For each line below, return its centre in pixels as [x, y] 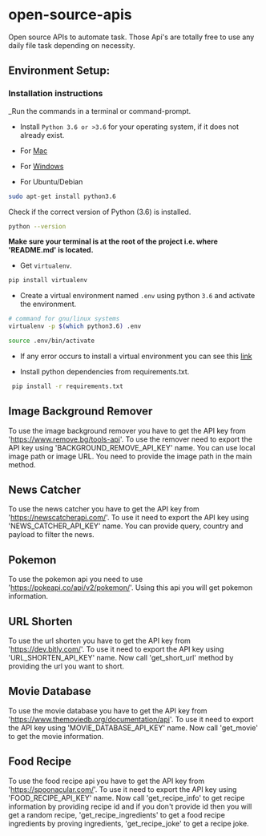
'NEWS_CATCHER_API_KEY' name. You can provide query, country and [126, 526]
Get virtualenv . [46, 265]
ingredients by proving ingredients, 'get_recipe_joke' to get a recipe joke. [129, 823]
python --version [37, 226]
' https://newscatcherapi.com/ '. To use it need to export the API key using [129, 518]
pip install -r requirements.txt [68, 386]
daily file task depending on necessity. [72, 45]
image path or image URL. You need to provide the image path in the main [130, 456]
